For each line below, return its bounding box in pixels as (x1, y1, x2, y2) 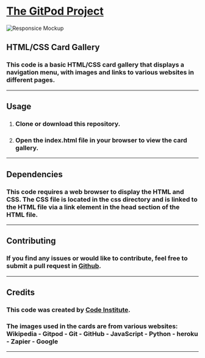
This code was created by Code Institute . (6, 305, 131, 314)
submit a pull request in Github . (6, 261, 102, 270)
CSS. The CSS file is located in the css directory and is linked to (6, 195, 198, 203)
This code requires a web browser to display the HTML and (6, 188, 184, 196)
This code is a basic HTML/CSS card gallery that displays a (6, 60, 185, 69)
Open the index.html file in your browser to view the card (15, 136, 187, 144)
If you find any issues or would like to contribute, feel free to (6, 254, 188, 263)
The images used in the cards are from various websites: (6, 322, 178, 331)
